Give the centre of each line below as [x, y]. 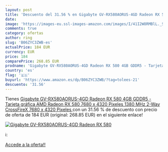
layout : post [19, 10]
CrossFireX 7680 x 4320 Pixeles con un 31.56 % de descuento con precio [81, 109]
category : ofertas [24, 33]
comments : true [21, 29]
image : [12, 24]
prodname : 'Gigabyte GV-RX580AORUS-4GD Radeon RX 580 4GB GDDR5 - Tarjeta [85, 66]
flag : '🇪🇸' [17, 75]
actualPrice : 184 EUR [28, 47]
